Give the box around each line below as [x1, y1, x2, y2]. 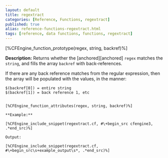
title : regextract [5, 12, 44, 17]
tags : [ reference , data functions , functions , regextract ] [5, 31, 133, 36]
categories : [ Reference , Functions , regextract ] [5, 17, 110, 22]
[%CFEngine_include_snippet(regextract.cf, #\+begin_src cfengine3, [5, 121, 153, 126]
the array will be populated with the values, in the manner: [5, 76, 127, 82]
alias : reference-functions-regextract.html [5, 27, 101, 32]
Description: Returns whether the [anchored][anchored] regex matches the [5, 55, 163, 61]
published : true [5, 21, 40, 27]
